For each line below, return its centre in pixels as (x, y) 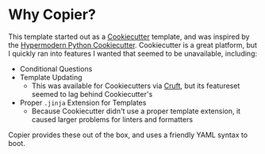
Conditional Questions (56, 68)
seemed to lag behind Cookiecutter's (92, 94)
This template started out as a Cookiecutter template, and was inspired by (129, 37)
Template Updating (51, 77)
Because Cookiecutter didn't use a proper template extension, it (136, 111)
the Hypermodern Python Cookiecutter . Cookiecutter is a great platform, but (133, 44)
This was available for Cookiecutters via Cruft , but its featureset (136, 86)
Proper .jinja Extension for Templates (83, 102)
